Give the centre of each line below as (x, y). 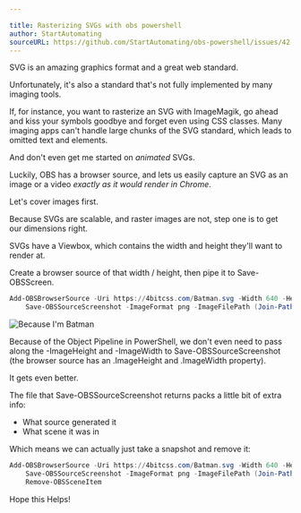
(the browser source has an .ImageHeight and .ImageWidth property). (138, 361)
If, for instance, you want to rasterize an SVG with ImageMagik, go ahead (144, 112)
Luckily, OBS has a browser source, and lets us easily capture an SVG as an (149, 175)
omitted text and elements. (59, 141)
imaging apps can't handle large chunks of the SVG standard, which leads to (150, 131)
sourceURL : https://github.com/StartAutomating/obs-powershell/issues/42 (150, 42)
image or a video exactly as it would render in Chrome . (111, 184)
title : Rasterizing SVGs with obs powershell (95, 25)
